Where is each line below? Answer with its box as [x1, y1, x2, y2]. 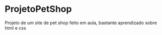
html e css [5, 25, 26, 31]
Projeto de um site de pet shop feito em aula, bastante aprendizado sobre [5, 20, 157, 26]
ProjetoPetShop [5, 3, 72, 15]
